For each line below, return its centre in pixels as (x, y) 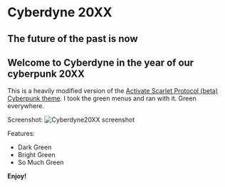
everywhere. (26, 106)
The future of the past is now (73, 39)
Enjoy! (17, 176)
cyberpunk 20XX (46, 74)
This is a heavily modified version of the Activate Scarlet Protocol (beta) (113, 91)
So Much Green (41, 162)
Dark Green (35, 147)
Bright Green (36, 155)
